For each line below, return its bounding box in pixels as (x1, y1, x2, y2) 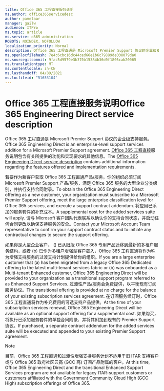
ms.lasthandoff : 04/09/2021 (5, 71, 62, 76)
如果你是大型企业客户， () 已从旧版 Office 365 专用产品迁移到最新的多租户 (5, 241, 154, 247)
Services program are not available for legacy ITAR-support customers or (5, 369, 153, 375)
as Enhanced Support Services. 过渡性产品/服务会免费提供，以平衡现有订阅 (5, 281, 157, 286)
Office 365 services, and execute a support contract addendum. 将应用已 (5, 202, 153, 208)
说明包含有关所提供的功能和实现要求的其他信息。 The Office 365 (9, 153, 138, 159)
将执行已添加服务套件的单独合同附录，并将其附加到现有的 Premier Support (5, 316, 155, 323)
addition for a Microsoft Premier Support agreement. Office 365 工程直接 (5, 147, 151, 153)
